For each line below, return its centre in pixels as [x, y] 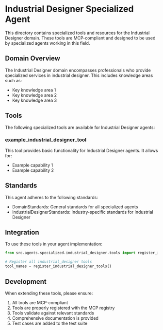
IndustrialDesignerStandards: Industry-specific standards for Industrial [83, 212]
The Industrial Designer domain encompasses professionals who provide [78, 70]
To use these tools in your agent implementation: [54, 244]
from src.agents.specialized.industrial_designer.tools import [70, 253]
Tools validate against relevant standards [53, 313]
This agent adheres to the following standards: [51, 197]
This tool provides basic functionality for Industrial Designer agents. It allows [81, 150]
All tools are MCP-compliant [40, 302]
